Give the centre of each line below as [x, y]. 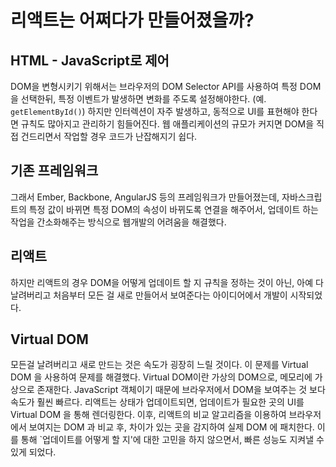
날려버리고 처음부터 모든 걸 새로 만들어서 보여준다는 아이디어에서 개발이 [149, 295]
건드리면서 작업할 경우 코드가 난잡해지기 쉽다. [109, 136]
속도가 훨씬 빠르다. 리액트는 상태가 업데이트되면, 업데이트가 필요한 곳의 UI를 [157, 402]
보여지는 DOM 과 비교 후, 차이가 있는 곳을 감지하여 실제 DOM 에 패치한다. [171, 427]
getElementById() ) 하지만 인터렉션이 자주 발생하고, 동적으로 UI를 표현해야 [155, 111]
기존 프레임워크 [54, 171]
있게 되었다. [33, 452]
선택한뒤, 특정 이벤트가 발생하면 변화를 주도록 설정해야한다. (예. [143, 99]
